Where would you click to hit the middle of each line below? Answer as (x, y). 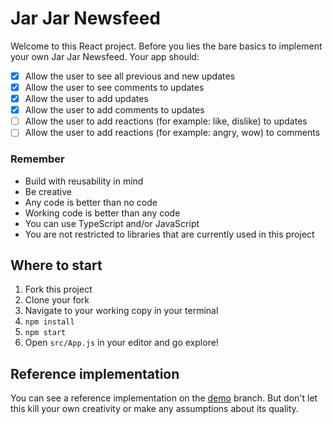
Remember (37, 159)
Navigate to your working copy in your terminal (121, 311)
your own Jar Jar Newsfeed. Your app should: (105, 56)
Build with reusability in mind (84, 181)
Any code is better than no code (91, 202)
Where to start (56, 265)
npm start (45, 333)
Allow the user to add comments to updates (114, 110)
